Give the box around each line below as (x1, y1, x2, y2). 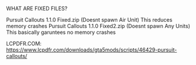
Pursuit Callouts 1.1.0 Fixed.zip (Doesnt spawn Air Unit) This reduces (6, 16, 173, 23)
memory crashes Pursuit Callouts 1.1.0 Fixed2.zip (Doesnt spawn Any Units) (6, 23, 191, 29)
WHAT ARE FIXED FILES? (6, 5, 68, 12)
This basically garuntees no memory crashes (6, 29, 116, 36)
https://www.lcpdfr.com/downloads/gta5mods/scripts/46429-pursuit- (6, 46, 178, 53)
